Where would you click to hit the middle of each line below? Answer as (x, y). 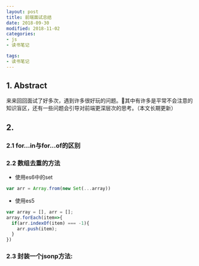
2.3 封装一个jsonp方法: (39, 256)
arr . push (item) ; (37, 229)
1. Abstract (27, 86)
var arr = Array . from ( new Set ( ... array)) (59, 189)
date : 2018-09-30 (28, 23)
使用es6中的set (34, 178)
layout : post (22, 12)
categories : (21, 34)
